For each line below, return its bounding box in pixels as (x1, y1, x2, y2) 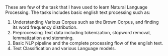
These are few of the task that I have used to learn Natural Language (5, 4, 148, 10)
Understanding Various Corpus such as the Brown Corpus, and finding (12, 19, 159, 25)
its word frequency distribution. (12, 24, 78, 30)
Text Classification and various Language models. (12, 46, 116, 51)
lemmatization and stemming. (12, 35, 74, 41)
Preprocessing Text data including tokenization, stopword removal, (12, 30, 151, 35)
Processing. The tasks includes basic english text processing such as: (5, 9, 150, 15)
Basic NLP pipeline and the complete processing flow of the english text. (12, 40, 163, 46)
